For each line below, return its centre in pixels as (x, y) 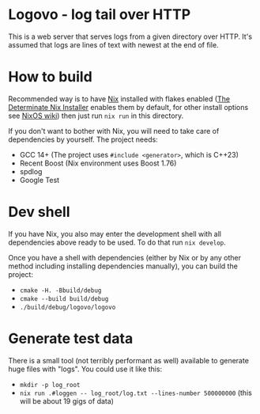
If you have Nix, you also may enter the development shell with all (115, 234)
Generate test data (71, 339)
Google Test (40, 180)
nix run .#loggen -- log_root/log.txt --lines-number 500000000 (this (136, 393)
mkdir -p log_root (50, 385)
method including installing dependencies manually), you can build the (123, 266)
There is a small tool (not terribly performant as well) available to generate (128, 360)
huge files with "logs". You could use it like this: (85, 369)
